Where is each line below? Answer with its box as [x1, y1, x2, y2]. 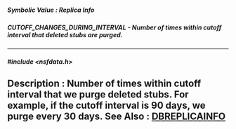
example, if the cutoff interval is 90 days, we [7, 100, 206, 111]
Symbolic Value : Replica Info [7, 6, 95, 14]
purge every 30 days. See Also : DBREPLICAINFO [7, 111, 226, 123]
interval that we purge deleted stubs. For [7, 88, 189, 101]
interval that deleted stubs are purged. [7, 30, 123, 39]
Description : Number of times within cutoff [7, 78, 202, 90]
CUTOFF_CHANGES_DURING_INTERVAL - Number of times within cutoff [7, 23, 222, 32]
